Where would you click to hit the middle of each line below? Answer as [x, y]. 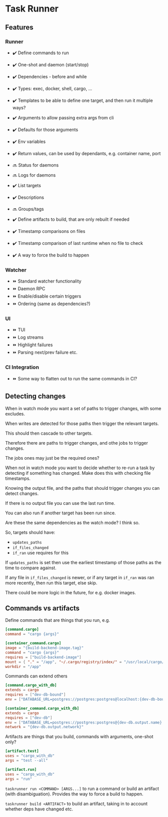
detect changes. [22, 493]
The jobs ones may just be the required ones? [52, 458]
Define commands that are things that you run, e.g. [57, 620]
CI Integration [22, 367]
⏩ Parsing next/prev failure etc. [45, 352]
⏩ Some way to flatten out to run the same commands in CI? [75, 378]
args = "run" [19, 779]
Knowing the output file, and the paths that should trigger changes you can [82, 488]
